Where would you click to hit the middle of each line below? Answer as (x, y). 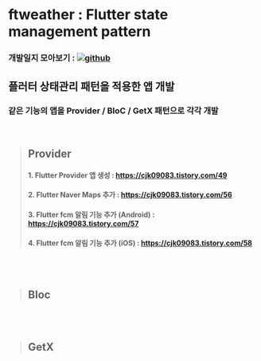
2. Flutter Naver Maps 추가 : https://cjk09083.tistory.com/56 (130, 195)
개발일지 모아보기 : (42, 58)
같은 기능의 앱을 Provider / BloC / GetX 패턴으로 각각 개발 (113, 111)
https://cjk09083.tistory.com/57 (83, 223)
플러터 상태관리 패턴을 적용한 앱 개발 (92, 86)
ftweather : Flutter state (88, 15)
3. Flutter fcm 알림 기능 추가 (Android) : (91, 214)
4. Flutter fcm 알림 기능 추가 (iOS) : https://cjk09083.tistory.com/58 (140, 243)
